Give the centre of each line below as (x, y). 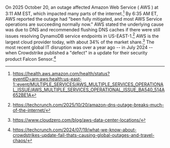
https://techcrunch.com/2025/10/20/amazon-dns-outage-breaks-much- (88, 105)
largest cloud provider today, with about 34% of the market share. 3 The (80, 41)
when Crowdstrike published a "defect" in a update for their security (76, 53)
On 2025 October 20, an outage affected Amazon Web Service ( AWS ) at (82, 7)
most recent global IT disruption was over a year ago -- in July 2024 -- (79, 47)
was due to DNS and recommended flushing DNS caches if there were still (83, 29)
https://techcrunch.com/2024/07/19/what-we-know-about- (74, 130)
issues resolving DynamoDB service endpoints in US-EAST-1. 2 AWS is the (82, 35)
